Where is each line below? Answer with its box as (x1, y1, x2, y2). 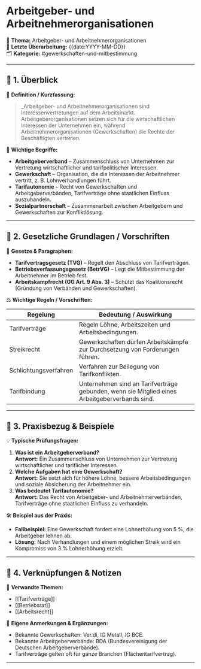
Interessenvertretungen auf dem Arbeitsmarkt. (20, 109, 136, 116)
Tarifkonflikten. (78, 370, 121, 378)
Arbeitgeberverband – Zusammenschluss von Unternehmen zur (14, 158, 175, 165)
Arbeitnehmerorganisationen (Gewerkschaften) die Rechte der (20, 128, 175, 135)
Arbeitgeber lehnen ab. (14, 532, 72, 540)
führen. (78, 352, 100, 361)
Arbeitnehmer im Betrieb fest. (14, 271, 88, 279)
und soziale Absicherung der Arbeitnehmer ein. (14, 481, 132, 488)
